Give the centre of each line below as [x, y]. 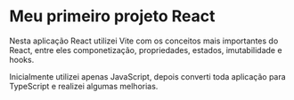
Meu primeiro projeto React [112, 16]
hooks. [22, 59]
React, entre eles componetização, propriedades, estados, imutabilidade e [146, 50]
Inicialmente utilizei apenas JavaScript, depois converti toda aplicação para [148, 76]
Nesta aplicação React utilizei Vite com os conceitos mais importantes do [144, 41]
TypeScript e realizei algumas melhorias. [84, 86]
